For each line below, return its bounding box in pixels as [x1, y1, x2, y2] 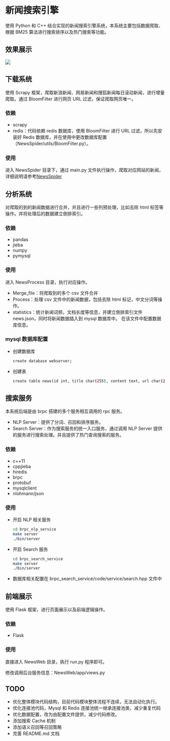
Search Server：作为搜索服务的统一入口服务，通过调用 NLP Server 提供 [12, 425, 162, 431]
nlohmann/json [12, 490, 44, 496]
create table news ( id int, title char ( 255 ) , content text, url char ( [12, 378, 163, 384]
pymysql [12, 253, 31, 259]
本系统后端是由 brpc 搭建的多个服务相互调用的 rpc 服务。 [5, 408, 125, 415]
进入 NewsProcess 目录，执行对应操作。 [5, 279, 90, 285]
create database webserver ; [12, 358, 72, 364]
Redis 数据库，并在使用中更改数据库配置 [22, 134, 107, 140]
